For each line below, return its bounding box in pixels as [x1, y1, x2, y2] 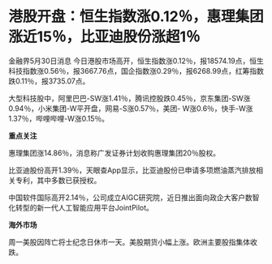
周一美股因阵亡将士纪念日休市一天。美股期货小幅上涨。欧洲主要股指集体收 [8, 236, 257, 247]
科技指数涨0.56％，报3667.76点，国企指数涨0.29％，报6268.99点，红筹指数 [8, 66, 264, 75]
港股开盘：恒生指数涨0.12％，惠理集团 [8, 7, 264, 26]
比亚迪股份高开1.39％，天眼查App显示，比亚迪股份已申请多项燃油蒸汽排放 [8, 165, 257, 175]
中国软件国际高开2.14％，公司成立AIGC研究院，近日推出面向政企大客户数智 [8, 192, 260, 202]
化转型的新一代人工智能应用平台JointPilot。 [8, 202, 154, 212]
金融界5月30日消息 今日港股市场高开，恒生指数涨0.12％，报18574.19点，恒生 [8, 56, 264, 66]
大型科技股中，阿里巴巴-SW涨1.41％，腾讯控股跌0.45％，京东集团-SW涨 [8, 93, 251, 103]
